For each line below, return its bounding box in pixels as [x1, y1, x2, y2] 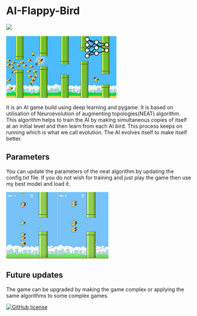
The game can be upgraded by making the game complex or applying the [6, 285, 184, 292]
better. [6, 135, 22, 142]
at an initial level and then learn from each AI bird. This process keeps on [6, 122, 183, 129]
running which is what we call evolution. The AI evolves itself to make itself [6, 128, 188, 136]
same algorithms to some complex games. [6, 292, 109, 299]
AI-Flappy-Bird [6, 4, 81, 18]
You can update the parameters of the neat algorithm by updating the [6, 168, 175, 175]
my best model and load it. [6, 180, 71, 187]
